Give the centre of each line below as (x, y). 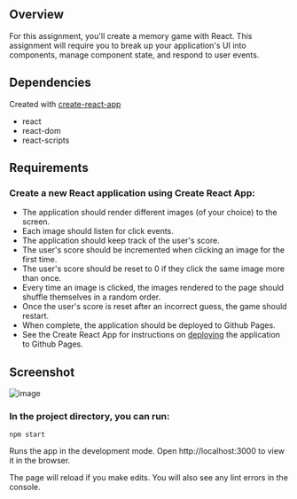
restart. (35, 316)
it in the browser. (40, 461)
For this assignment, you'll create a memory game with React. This (131, 35)
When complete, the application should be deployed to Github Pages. (149, 325)
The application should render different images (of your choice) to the (149, 213)
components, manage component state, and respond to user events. (134, 55)
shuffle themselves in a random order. (91, 297)
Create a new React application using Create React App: (132, 192)
